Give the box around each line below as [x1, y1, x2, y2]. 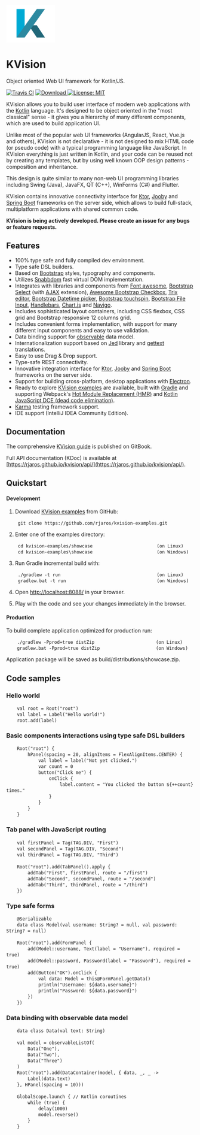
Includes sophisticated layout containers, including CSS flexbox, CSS [14, 307, 185, 314]
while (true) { [27, 1100, 66, 1106]
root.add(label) [17, 718, 58, 724]
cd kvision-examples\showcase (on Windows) [17, 549, 189, 555]
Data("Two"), [27, 1052, 60, 1058]
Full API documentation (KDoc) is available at [6, 454, 117, 461]
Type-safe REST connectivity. [14, 358, 88, 365]
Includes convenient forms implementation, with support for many [14, 320, 177, 328]
